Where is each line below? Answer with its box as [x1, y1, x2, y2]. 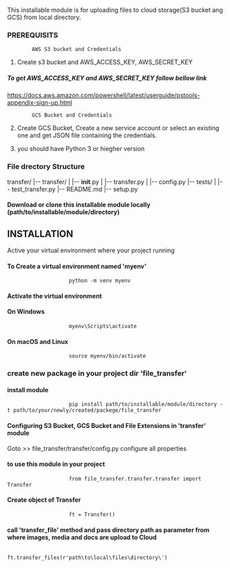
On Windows [7, 307, 45, 316]
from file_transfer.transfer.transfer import [68, 475, 202, 482]
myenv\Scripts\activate [68, 323, 137, 329]
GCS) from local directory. [7, 13, 81, 21]
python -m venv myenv [68, 277, 131, 285]
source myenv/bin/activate [68, 353, 147, 360]
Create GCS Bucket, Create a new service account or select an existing [17, 124, 220, 132]
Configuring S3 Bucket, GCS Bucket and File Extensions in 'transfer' [7, 421, 207, 429]
